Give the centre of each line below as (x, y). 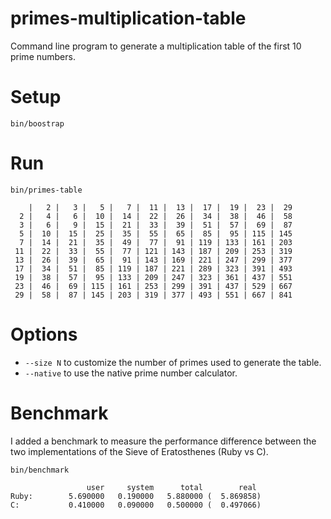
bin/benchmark (40, 470)
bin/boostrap (37, 123)
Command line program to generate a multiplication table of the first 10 (156, 46)
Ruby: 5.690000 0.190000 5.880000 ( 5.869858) (136, 496)
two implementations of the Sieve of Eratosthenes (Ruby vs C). (139, 451)
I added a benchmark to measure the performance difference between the (163, 441)
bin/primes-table (46, 190)
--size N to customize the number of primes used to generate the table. (173, 362)
